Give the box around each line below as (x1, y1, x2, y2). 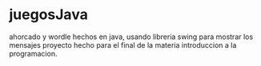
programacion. (9, 49, 58, 58)
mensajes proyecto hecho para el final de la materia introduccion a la (9, 40, 237, 49)
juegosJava (9, 6, 89, 24)
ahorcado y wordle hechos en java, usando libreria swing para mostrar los (9, 32, 254, 41)
